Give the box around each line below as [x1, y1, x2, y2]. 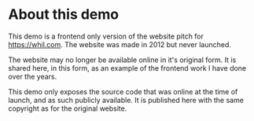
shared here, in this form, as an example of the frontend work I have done [8, 63, 247, 72]
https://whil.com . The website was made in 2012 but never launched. [8, 39, 232, 49]
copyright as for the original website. [8, 104, 127, 113]
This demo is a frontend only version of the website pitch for [8, 31, 204, 41]
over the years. [8, 71, 57, 81]
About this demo [8, 5, 120, 24]
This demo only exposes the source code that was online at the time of [8, 86, 238, 96]
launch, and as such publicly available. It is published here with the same [8, 95, 244, 104]
